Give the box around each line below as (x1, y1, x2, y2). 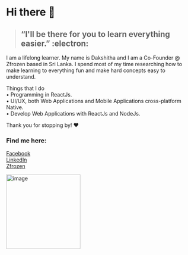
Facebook (6, 150, 31, 157)
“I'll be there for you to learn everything (20, 29, 170, 39)
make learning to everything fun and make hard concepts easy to (6, 67, 166, 74)
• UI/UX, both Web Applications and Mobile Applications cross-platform (6, 98, 182, 104)
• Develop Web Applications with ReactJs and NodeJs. (6, 110, 141, 117)
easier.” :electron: (20, 38, 89, 48)
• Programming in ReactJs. (6, 91, 72, 98)
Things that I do (6, 85, 44, 92)
